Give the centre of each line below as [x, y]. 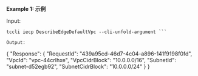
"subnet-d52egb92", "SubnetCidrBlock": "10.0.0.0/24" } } [78, 66]
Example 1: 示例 [26, 9]
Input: [14, 21]
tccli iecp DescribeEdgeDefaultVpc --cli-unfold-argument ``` [87, 32]
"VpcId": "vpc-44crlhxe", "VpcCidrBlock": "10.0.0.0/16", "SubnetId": [91, 60]
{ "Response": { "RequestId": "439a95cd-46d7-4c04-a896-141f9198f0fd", [99, 54]
